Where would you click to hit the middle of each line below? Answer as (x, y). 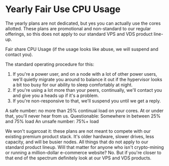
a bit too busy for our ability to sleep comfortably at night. (73, 85)
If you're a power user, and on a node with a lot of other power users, (85, 74)
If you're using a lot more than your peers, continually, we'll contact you (87, 90)
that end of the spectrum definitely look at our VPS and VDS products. (78, 158)
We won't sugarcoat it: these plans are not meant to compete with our (78, 131)
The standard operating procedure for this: (50, 64)
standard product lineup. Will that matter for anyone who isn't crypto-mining (85, 147)
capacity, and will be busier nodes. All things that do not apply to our (77, 142)
